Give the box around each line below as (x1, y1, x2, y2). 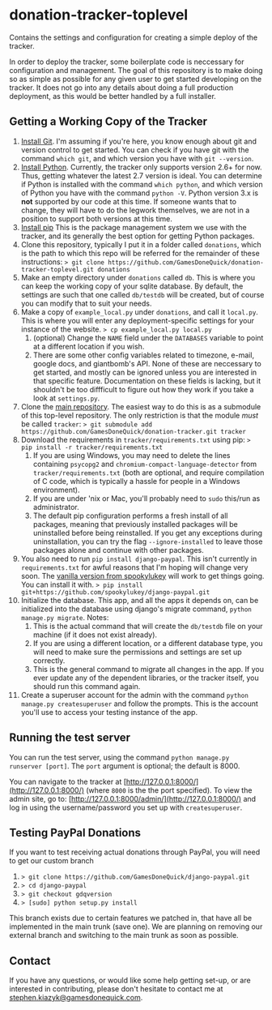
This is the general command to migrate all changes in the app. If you (32, 664, 264, 674)
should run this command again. (32, 681, 141, 691)
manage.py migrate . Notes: (20, 612, 109, 622)
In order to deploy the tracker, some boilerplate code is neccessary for (9, 57, 244, 66)
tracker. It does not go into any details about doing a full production (9, 83, 234, 92)
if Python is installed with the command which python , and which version (20, 179, 264, 189)
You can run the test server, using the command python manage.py (9, 752, 230, 762)
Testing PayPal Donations (9, 825, 141, 840)
